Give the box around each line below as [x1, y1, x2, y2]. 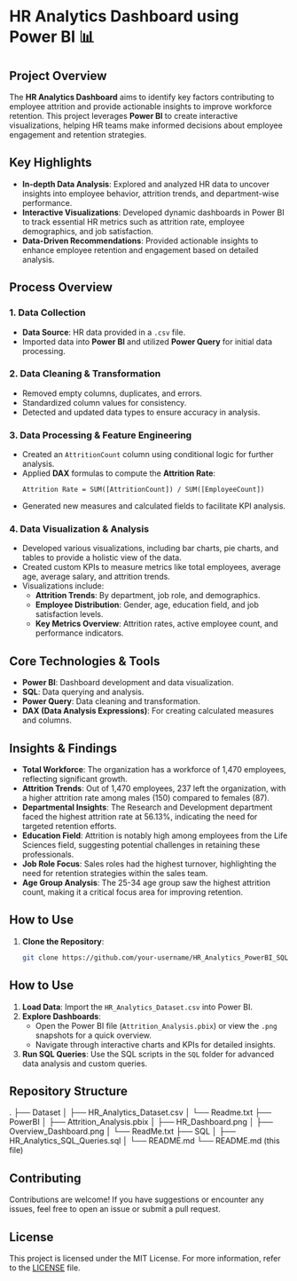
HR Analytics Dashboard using [9, 6, 239, 27]
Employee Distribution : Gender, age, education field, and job [35, 599, 259, 610]
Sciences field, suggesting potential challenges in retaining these [21, 840, 261, 850]
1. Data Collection [9, 306, 86, 319]
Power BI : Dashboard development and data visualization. [21, 677, 234, 688]
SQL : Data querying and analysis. [21, 686, 145, 698]
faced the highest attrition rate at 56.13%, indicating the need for [21, 811, 258, 822]
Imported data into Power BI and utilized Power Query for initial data [21, 336, 273, 347]
